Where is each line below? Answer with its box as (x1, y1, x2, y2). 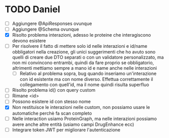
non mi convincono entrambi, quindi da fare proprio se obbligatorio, (12, 60, 154, 66)
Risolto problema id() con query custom (12, 87, 96, 93)
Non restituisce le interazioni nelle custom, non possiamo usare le (12, 104, 150, 111)
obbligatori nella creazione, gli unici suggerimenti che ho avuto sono (12, 49, 156, 55)
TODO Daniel (5, 4, 61, 15)
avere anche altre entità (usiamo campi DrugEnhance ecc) (12, 121, 134, 127)
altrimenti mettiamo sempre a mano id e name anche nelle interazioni (12, 65, 157, 71)
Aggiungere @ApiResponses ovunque (12, 20, 92, 26)
